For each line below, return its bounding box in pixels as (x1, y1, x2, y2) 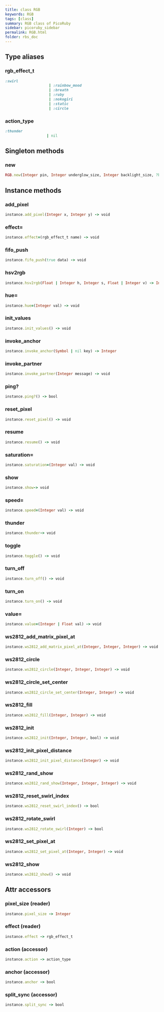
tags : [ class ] (5, 16, 34, 21)
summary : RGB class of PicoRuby (5, 21, 71, 26)
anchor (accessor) (5, 968, 50, 975)
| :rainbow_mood (48, 83, 82, 88)
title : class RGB (5, 7, 41, 12)
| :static (48, 101, 69, 106)
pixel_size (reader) (5, 900, 50, 907)
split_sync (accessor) (5, 991, 58, 998)
